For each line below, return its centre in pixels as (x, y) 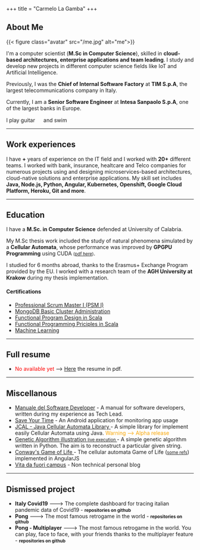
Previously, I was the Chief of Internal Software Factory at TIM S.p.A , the (97, 84)
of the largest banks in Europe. (44, 108)
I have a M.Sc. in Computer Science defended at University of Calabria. (95, 229)
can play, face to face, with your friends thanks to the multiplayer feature (104, 534)
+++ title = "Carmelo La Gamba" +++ (52, 9)
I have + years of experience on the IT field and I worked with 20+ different (99, 159)
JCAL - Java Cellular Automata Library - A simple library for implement (101, 427)
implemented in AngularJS (47, 459)
